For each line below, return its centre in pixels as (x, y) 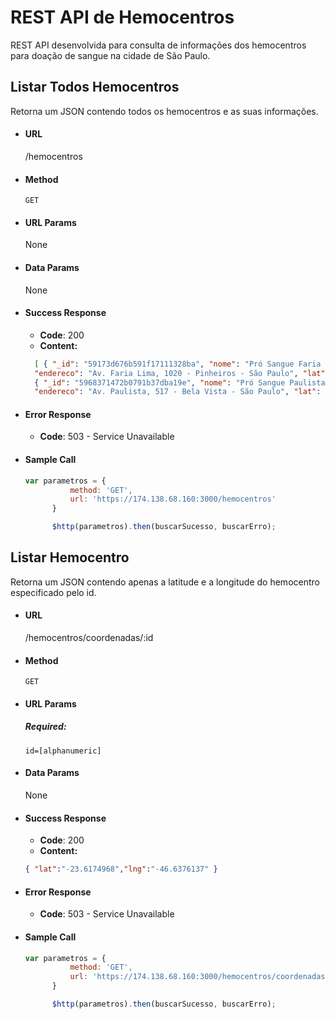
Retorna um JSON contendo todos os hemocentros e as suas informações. (164, 111)
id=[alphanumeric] (63, 751)
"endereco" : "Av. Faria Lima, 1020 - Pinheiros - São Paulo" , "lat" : (182, 373)
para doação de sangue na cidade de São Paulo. (110, 55)
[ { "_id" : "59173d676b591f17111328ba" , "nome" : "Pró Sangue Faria (178, 364)
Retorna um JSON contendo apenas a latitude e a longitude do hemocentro (165, 582)
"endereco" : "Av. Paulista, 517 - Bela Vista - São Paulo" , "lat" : (178, 392)
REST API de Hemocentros (122, 17)
